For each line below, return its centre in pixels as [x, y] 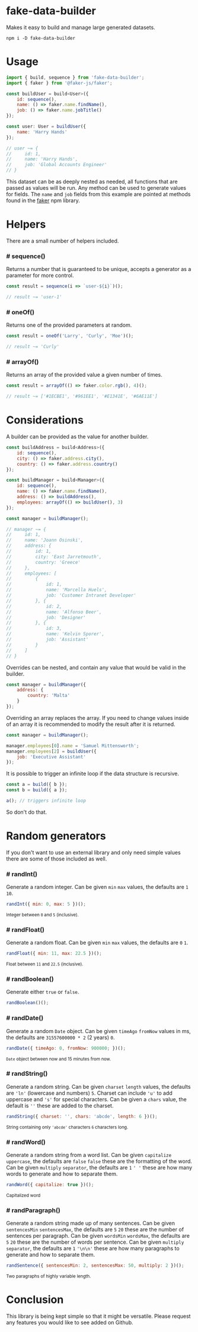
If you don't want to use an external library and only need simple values [93, 852]
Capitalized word [23, 1195]
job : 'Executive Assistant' [51, 757]
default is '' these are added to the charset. [60, 1105]
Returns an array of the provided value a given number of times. [84, 375]
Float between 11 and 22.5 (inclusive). [45, 964]
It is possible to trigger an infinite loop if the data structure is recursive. [93, 774]
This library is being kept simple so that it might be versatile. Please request [98, 1316]
